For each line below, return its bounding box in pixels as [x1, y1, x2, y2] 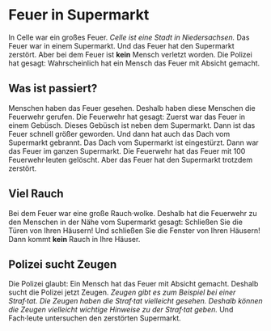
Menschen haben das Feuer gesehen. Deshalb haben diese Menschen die [8, 103, 256, 112]
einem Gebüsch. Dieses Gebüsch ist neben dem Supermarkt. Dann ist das [8, 120, 256, 130]
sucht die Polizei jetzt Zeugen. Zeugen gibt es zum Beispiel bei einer [8, 287, 236, 297]
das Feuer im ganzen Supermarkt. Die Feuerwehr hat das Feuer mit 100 [8, 146, 246, 155]
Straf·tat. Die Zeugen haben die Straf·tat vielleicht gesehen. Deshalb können [8, 296, 263, 306]
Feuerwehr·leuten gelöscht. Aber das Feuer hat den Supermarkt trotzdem [8, 155, 253, 164]
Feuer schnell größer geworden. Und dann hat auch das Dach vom [8, 129, 231, 138]
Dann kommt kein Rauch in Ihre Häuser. [8, 234, 141, 244]
